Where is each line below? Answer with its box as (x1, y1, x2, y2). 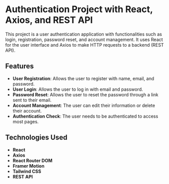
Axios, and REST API (5, 14, 93, 26)
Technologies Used (5, 133, 67, 142)
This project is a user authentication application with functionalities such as (5, 31, 162, 37)
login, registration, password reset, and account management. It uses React (5, 36, 163, 43)
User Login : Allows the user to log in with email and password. (12, 86, 143, 92)
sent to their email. (12, 97, 52, 103)
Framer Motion (12, 163, 45, 169)
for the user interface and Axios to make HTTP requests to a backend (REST (5, 42, 164, 48)
